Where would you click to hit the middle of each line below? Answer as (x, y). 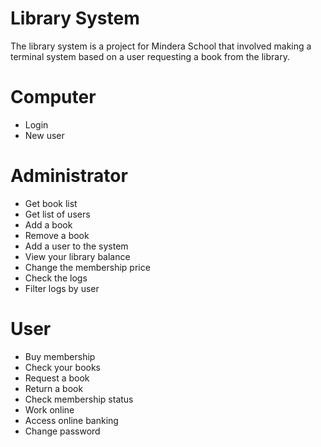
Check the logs (56, 278)
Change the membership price (87, 267)
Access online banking (71, 420)
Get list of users (57, 214)
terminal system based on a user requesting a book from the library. (150, 56)
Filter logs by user (62, 288)
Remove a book (57, 235)
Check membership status (79, 399)
